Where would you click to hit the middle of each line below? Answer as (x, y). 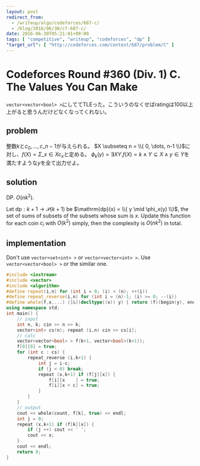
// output (29, 408)
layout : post (22, 12)
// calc (26, 335)
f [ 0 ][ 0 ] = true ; (37, 347)
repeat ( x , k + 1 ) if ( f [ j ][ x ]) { (77, 374)
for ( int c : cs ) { (41, 352)
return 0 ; (29, 452)
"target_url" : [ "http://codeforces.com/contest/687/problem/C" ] (90, 45)
